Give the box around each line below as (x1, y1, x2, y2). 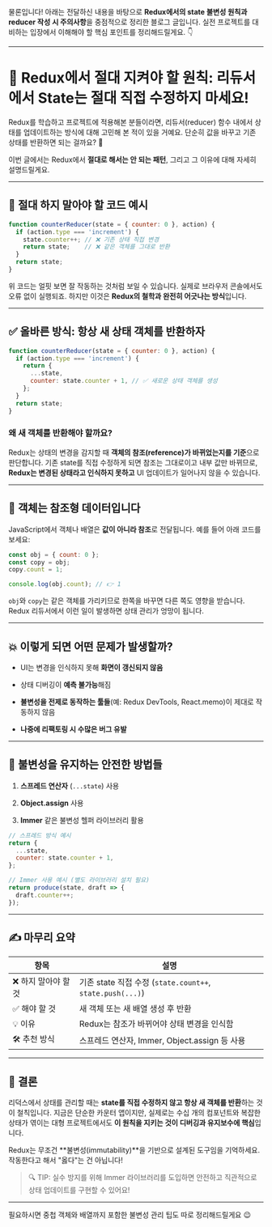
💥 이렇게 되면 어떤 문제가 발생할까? (8, 639, 173, 653)
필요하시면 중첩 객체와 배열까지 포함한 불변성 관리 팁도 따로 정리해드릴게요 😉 (8, 1210, 252, 1220)
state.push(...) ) (79, 987, 146, 999)
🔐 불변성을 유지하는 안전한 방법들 (8, 758, 164, 771)
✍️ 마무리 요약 (8, 931, 75, 945)
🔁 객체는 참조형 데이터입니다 (8, 501, 141, 516)
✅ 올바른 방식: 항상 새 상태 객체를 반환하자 (8, 325, 206, 338)
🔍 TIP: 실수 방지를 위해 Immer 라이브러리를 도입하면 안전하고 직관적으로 (28, 1173, 257, 1182)
